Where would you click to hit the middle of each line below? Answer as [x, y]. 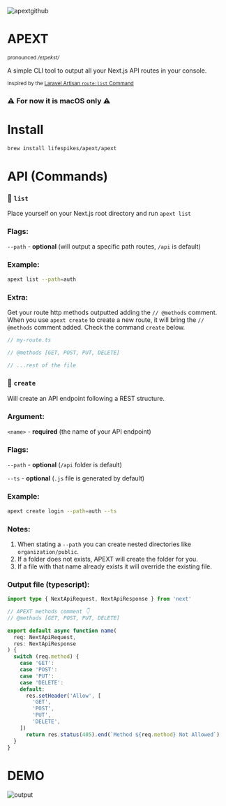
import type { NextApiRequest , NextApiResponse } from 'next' [99, 599]
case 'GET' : [37, 664]
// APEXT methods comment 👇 [48, 612]
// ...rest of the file [42, 365]
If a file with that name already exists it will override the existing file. [115, 566]
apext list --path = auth [42, 279]
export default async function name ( [62, 631]
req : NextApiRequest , [45, 637]
